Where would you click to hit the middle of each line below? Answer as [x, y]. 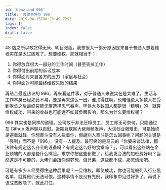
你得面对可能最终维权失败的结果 [45, 83]
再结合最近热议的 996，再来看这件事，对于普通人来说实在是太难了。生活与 [81, 93]
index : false [19, 28]
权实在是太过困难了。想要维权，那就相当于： [51, 54]
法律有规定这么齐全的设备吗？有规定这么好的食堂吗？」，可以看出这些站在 [80, 147]
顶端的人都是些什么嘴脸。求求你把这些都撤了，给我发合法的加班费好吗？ [83, 154]
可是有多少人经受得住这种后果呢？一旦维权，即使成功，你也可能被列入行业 [81, 170]
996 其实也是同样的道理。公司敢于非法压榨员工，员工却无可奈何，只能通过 [81, 123]
